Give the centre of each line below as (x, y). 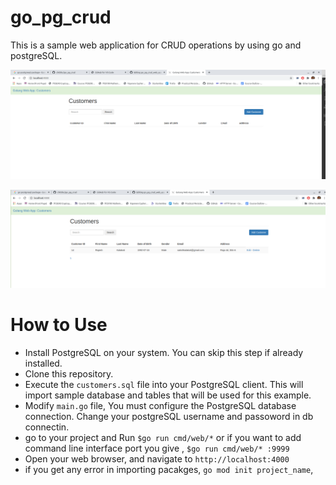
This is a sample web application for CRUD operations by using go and (156, 45)
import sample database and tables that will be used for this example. (168, 395)
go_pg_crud (61, 17)
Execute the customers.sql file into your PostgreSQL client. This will (164, 385)
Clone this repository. (69, 374)
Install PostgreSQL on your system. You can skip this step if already (164, 353)
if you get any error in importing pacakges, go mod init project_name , (169, 470)
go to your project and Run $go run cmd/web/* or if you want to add (163, 438)
